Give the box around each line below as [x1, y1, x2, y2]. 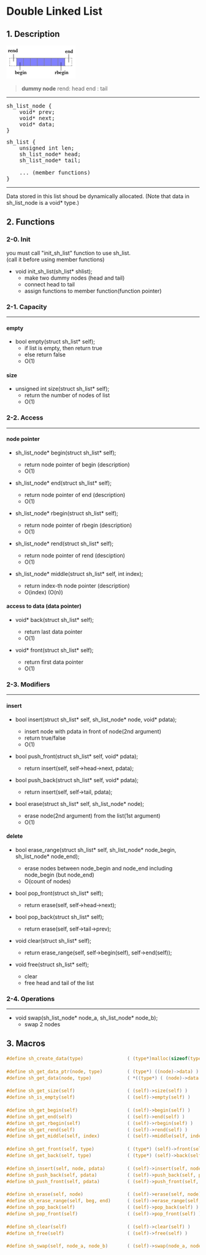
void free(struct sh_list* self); [15, 961, 90, 968]
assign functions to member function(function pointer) [24, 287, 162, 294]
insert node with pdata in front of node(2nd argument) [24, 727, 161, 735]
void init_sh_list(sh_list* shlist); [15, 267, 93, 275]
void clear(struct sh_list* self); [15, 937, 92, 944]
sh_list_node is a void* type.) [6, 199, 80, 206]
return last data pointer [24, 628, 83, 635]
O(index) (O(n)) [24, 588, 63, 596]
